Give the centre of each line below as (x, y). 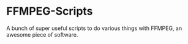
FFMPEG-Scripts (50, 11)
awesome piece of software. (42, 34)
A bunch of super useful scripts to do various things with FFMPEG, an (94, 28)
